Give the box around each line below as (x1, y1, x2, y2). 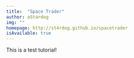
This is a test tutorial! (6, 46, 57, 53)
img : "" (6, 19, 25, 25)
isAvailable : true (6, 30, 51, 36)
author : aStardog (6, 14, 49, 20)
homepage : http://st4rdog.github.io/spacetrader (6, 25, 128, 31)
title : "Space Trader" (6, 8, 65, 15)
